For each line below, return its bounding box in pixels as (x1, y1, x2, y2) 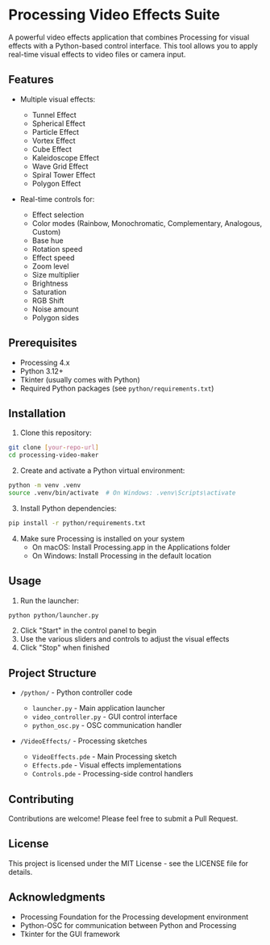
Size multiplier (31, 270, 80, 279)
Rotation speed (31, 244, 83, 253)
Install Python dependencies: (19, 503, 117, 513)
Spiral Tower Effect (31, 169, 96, 179)
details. (8, 867, 33, 876)
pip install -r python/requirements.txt (8, 519, 147, 527)
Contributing (8, 792, 74, 806)
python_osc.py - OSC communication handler (31, 721, 183, 730)
